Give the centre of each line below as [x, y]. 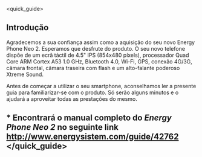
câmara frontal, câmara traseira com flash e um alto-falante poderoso [93, 68]
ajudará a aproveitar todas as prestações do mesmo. [72, 98]
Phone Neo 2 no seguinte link [63, 127]
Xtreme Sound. [25, 74]
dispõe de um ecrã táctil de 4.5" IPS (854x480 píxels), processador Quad [98, 55]
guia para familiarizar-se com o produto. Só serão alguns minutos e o [93, 92]
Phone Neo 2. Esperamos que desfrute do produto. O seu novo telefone [96, 48]
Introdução [28, 27]
